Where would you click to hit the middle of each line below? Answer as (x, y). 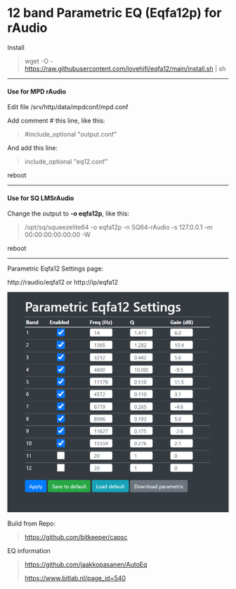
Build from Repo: (32, 523)
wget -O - (39, 61)
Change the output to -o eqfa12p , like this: (68, 213)
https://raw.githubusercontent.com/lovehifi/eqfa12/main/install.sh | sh (125, 68)
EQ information (29, 551)
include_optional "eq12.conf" (66, 162)
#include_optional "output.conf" (71, 135)
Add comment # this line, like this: (56, 120)
